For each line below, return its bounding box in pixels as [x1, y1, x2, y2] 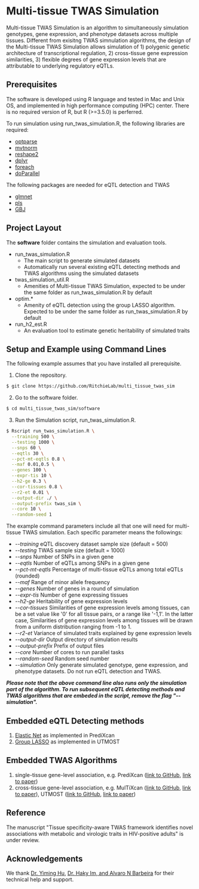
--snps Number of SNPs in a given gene [14, 553, 114, 561]
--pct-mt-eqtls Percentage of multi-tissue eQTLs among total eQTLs [14, 566, 183, 573]
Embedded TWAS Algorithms [6, 755, 118, 766]
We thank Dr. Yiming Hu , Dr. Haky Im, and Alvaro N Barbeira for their [6, 870, 174, 877]
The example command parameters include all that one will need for [6, 522, 174, 530]
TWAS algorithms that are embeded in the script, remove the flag [6, 692, 172, 699]
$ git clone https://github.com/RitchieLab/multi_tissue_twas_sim [6, 383, 175, 389]
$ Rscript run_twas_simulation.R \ [6, 428, 95, 434]
